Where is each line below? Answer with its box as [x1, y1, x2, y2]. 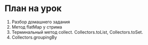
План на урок [4, 3, 62, 14]
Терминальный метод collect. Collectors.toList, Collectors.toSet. [11, 29, 144, 35]
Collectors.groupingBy [11, 34, 57, 40]
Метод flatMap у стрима [11, 24, 62, 30]
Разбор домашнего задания [11, 19, 70, 25]
